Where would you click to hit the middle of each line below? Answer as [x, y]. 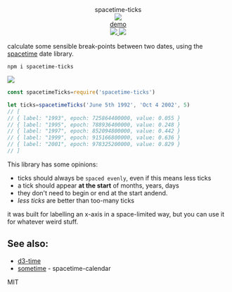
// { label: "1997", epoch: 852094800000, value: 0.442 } [94, 131]
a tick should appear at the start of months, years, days [98, 185]
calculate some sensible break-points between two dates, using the [105, 46]
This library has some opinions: [53, 164]
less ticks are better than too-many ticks [76, 200]
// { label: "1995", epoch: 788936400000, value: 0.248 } [94, 125]
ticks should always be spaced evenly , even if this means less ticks [114, 178]
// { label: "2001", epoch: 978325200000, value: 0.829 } [94, 145]
